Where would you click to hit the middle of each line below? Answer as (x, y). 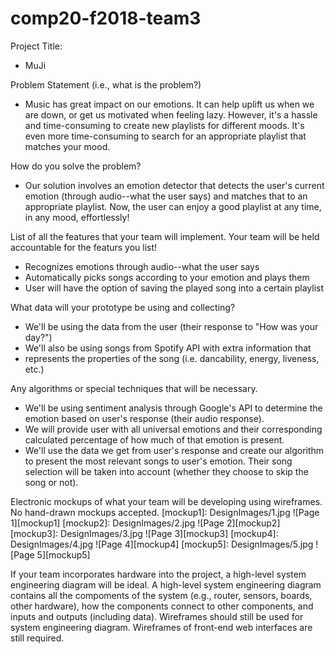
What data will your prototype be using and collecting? (123, 307)
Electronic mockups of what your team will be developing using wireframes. (166, 501)
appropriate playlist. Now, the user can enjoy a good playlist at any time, (173, 206)
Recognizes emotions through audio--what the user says (142, 266)
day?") (38, 337)
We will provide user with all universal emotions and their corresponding (173, 429)
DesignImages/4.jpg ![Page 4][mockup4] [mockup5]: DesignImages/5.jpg (162, 544)
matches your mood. (67, 146)
